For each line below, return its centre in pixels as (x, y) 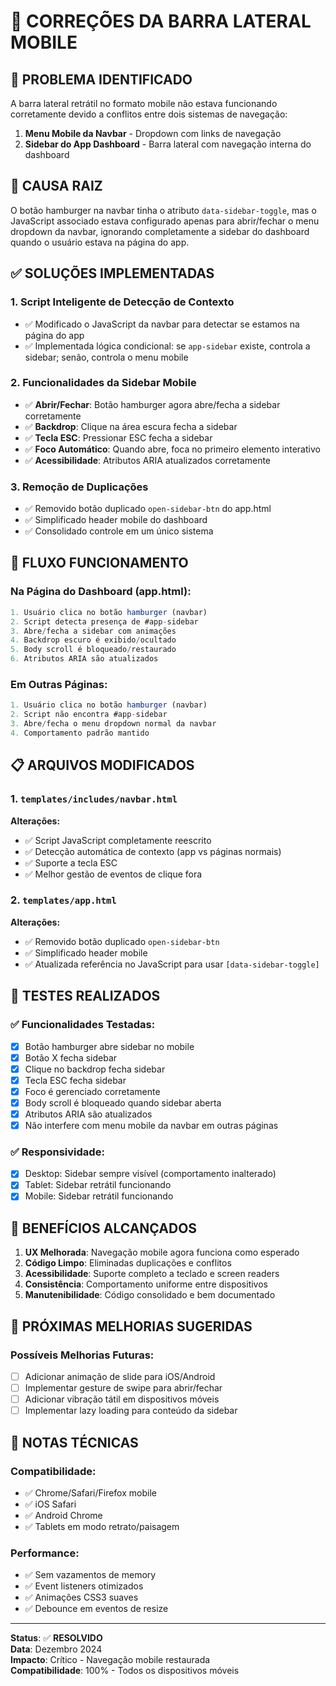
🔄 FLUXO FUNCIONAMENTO (99, 563)
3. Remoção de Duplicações (79, 487)
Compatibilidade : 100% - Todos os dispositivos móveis (125, 1671)
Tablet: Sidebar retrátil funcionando (98, 1185)
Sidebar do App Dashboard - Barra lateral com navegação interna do (168, 144)
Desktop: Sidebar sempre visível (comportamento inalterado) (150, 1174)
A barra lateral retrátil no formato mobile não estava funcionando (144, 103)
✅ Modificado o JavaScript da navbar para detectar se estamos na (162, 324)
